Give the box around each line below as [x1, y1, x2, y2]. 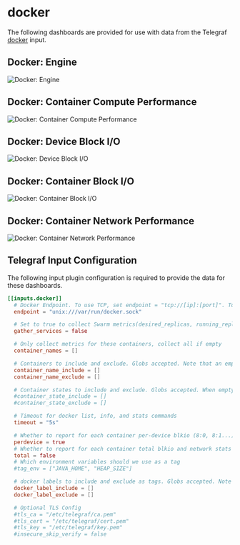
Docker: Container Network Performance [7, 215, 195, 227]
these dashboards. [7, 281, 63, 289]
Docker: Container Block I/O [7, 175, 134, 187]
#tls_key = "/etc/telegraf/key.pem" [14, 524, 123, 531]
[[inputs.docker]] [7, 294, 62, 302]
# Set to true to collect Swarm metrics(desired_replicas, [14, 321, 194, 329]
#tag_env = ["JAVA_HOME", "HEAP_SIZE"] [14, 465, 133, 472]
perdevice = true [14, 439, 66, 446]
